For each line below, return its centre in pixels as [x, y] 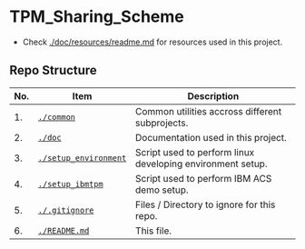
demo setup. [162, 190]
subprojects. [162, 123]
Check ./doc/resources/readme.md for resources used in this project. [152, 42]
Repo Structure [53, 70]
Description [213, 95]
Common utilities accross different [208, 111]
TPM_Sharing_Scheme [97, 17]
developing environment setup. [201, 164]
